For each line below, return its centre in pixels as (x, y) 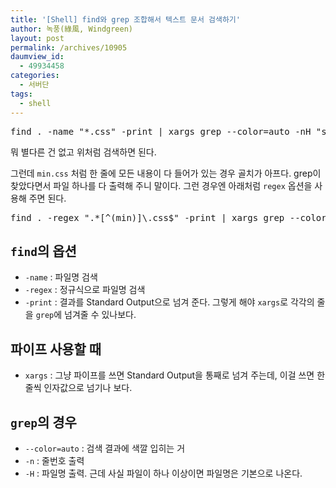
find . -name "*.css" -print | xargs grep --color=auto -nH (161, 131)
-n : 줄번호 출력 (54, 460)
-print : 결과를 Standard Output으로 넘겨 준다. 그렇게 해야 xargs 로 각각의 (169, 302)
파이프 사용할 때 (56, 349)
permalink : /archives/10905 (69, 47)
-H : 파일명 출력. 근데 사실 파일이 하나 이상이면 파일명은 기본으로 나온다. (163, 473)
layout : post (37, 38)
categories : (35, 76)
